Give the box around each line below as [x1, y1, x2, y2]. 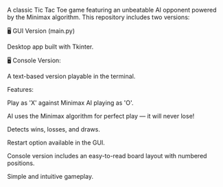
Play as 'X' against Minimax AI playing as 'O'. [7, 99, 134, 107]
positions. [7, 159, 35, 167]
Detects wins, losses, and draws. [7, 125, 101, 133]
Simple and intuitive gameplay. [7, 173, 94, 180]
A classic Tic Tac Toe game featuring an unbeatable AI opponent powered [7, 6, 218, 14]
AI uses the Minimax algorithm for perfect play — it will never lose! [7, 112, 195, 120]
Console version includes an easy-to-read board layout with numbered [7, 152, 207, 160]
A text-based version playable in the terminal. [7, 72, 136, 80]
